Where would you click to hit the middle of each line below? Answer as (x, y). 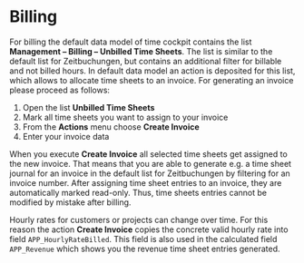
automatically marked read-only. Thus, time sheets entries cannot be (138, 192)
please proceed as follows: (60, 90)
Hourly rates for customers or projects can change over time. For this (139, 219)
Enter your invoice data (66, 136)
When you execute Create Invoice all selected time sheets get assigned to (148, 154)
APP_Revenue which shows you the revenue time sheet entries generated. (145, 248)
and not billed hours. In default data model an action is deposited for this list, (152, 71)
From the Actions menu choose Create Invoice (111, 127)
